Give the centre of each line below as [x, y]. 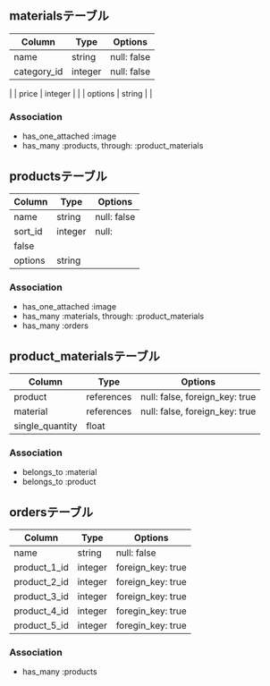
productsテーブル [58, 176]
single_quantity [46, 426]
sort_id [28, 231]
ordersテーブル [51, 512]
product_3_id [41, 597]
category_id [38, 72]
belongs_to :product [59, 482]
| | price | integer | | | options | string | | [81, 93]
